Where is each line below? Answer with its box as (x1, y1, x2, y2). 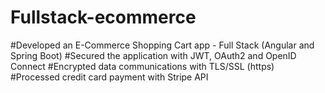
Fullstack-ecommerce (10, 6, 197, 29)
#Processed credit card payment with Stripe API (10, 71, 209, 83)
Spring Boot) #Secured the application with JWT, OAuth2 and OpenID (10, 49, 297, 61)
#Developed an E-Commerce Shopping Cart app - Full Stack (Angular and (10, 39, 315, 51)
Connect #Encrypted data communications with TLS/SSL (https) (10, 60, 275, 72)
